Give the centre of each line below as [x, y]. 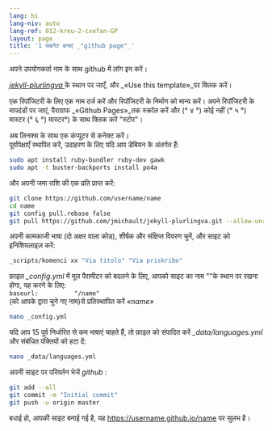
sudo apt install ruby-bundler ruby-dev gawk [87, 160]
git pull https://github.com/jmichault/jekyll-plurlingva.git [116, 221]
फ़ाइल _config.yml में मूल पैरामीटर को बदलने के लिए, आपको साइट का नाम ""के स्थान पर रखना [134, 277]
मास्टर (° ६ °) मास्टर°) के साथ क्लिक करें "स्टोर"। [76, 120]
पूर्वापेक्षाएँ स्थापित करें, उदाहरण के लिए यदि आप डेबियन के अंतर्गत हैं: [94, 145]
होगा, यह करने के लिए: [38, 285]
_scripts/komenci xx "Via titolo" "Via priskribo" [96, 261]
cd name [22, 206]
